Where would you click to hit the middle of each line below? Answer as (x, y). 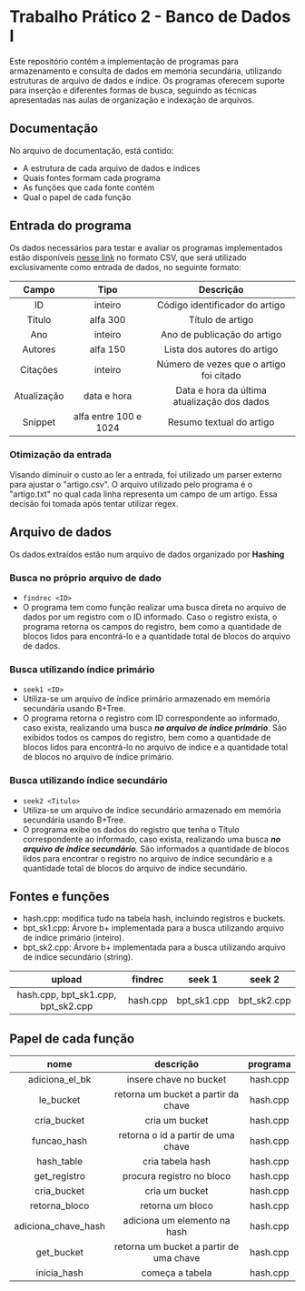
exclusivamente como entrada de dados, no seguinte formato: (126, 267)
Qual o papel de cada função (77, 197)
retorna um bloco (177, 1205)
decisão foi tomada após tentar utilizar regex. (94, 503)
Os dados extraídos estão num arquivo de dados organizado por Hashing (147, 554)
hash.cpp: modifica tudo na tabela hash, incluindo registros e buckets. (154, 918)
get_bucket (60, 1253)
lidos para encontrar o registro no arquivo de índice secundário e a (148, 858)
